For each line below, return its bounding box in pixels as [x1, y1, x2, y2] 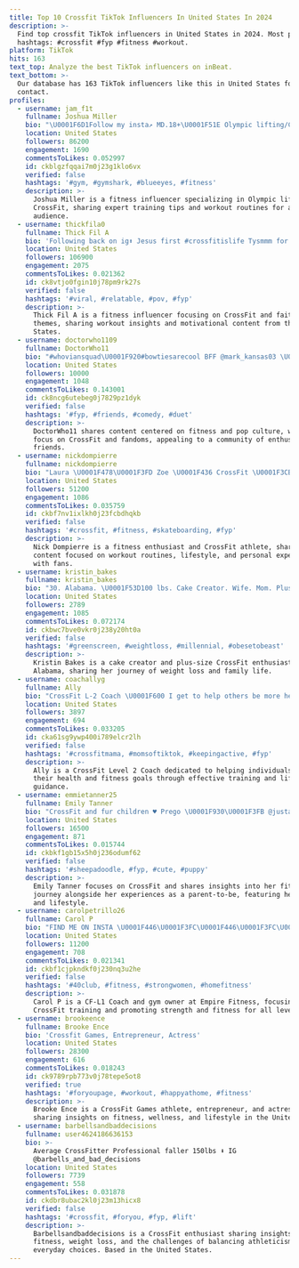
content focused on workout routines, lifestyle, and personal [32, 551, 273, 560]
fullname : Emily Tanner [25, 799, 114, 808]
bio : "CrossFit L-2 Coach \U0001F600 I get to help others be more [25, 691, 280, 700]
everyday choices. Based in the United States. [32, 1246, 214, 1255]
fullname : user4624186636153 [25, 1130, 133, 1139]
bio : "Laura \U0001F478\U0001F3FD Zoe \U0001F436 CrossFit [25, 468, 249, 477]
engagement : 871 [25, 832, 86, 841]
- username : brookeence [17, 1014, 105, 1023]
